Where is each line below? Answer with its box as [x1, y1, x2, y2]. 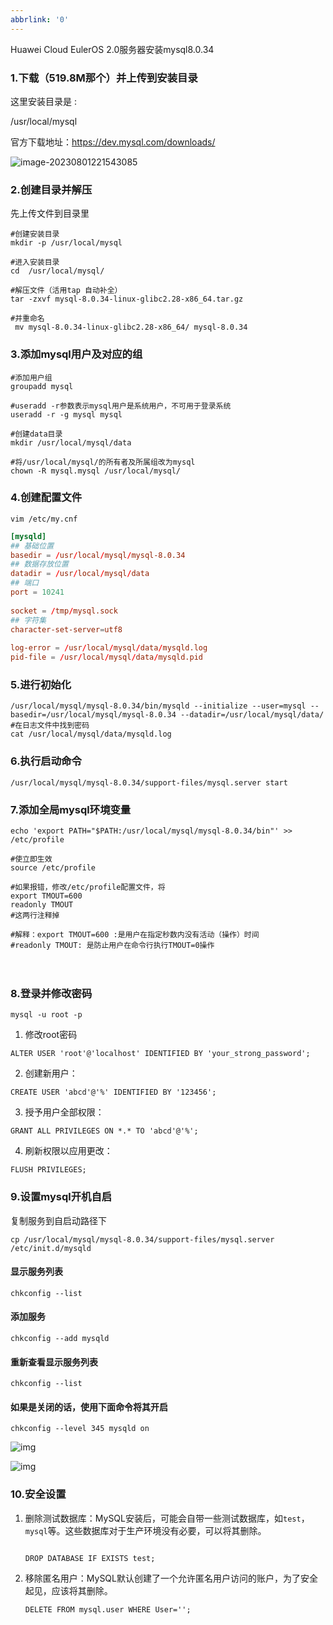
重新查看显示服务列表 [10, 1356, 98, 1368]
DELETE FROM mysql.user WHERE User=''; [24, 1604, 192, 1615]
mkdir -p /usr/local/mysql [10, 238, 123, 248]
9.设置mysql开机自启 [10, 1190, 113, 1204]
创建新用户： [24, 1067, 78, 1080]
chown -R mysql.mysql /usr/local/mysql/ [10, 466, 182, 476]
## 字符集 [10, 615, 47, 625]
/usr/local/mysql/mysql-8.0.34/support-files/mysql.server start [10, 777, 288, 788]
